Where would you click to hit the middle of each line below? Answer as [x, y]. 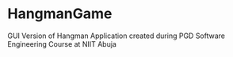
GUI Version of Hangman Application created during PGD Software [116, 36]
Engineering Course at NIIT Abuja [62, 44]
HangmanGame [60, 14]
